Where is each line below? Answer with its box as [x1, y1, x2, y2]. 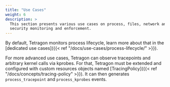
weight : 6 [5, 12, 26, 17]
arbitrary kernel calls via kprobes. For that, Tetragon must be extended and [5, 60, 162, 66]
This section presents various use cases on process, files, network [10, 21, 159, 27]
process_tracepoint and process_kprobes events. [5, 76, 107, 82]
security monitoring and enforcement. [10, 26, 92, 31]
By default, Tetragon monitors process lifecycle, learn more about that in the [5, 40, 164, 46]
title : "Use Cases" [5, 7, 47, 13]
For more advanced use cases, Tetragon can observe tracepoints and [5, 55, 151, 61]
